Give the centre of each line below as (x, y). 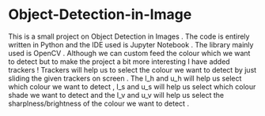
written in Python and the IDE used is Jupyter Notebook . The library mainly (131, 44)
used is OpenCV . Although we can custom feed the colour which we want (129, 53)
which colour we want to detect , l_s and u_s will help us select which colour (132, 86)
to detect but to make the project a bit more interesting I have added (119, 62)
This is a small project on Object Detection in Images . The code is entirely (129, 36)
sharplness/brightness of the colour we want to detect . (99, 103)
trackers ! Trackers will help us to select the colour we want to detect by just (132, 69)
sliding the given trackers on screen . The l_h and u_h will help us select (125, 78)
